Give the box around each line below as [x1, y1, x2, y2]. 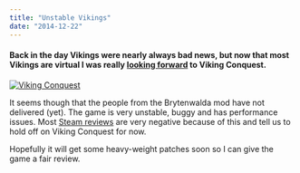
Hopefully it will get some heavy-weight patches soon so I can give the [9, 143, 275, 154]
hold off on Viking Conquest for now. [9, 126, 147, 137]
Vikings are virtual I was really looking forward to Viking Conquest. [9, 60, 267, 71]
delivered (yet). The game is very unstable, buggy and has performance [9, 106, 278, 118]
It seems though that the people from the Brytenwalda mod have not [9, 97, 266, 108]
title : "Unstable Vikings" [9, 13, 111, 23]
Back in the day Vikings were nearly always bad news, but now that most [9, 50, 290, 61]
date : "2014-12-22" [9, 22, 83, 31]
